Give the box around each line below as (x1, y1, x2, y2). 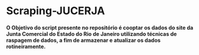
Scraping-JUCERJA (6, 4, 105, 18)
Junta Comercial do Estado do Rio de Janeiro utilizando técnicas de (6, 30, 177, 37)
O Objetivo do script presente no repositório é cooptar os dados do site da (6, 24, 194, 31)
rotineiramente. (6, 43, 46, 50)
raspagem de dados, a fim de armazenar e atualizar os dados (6, 37, 161, 44)
